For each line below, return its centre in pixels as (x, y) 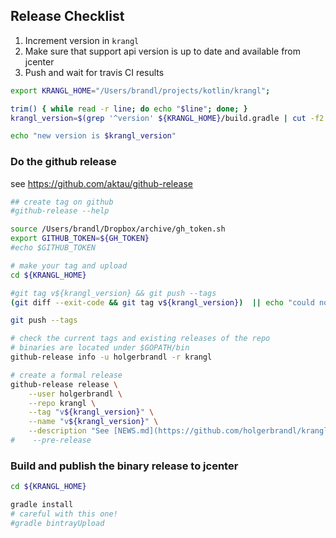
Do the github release (63, 162)
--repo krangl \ (62, 403)
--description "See (69, 431)
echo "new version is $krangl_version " (93, 136)
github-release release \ (64, 384)
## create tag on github (62, 202)
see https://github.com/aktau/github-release (101, 183)
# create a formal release (66, 375)
